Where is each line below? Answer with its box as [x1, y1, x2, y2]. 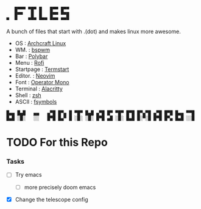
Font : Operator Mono [15, 79, 69, 86]
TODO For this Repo [6, 136, 108, 150]
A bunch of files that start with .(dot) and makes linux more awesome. [6, 28, 182, 35]
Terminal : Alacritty [15, 85, 63, 92]
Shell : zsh [15, 92, 41, 98]
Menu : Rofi [15, 59, 44, 66]
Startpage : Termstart [15, 65, 69, 73]
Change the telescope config [15, 196, 88, 203]
